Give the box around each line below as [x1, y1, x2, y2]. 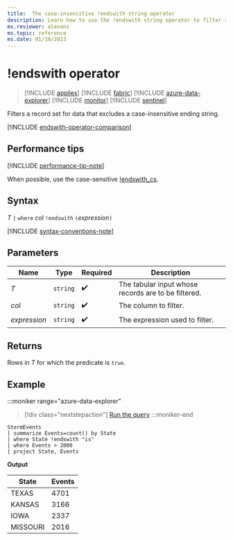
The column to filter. [119, 301, 185, 310]
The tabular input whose [119, 279, 198, 289]
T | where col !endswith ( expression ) [7, 213, 113, 222]
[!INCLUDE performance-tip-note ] [7, 161, 105, 170]
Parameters [7, 247, 59, 259]
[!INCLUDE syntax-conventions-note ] [7, 227, 114, 235]
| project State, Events [7, 448, 79, 455]
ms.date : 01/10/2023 [7, 36, 67, 43]
